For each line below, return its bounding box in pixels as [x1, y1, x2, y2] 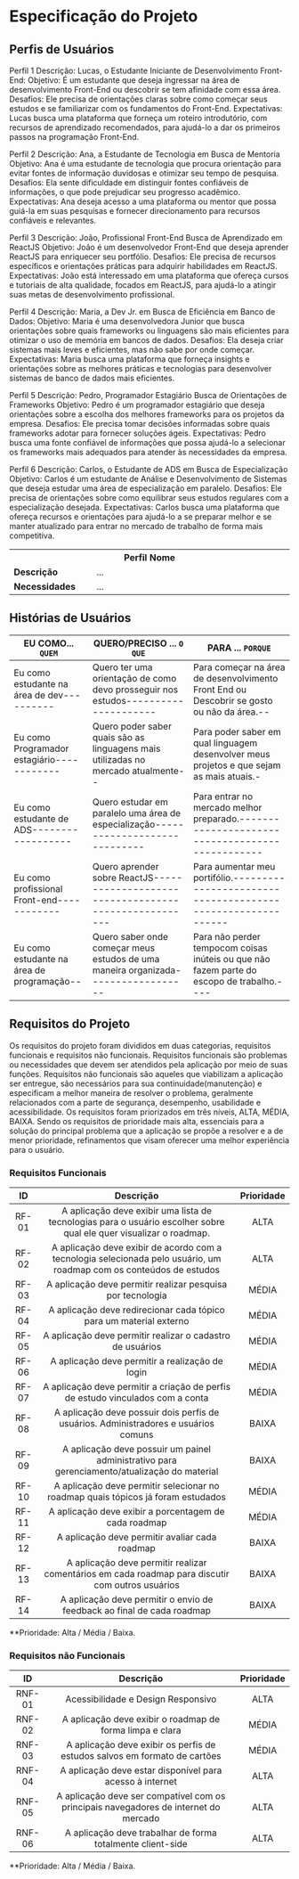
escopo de [192, 975, 238, 987]
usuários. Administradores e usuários [59, 1417, 215, 1429]
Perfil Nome [123, 551, 176, 563]
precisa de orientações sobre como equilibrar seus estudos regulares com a [9, 493, 289, 502]
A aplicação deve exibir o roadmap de [61, 1713, 221, 1726]
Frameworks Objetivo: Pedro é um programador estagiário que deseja [9, 399, 265, 410]
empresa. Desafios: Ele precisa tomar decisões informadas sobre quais [9, 419, 271, 429]
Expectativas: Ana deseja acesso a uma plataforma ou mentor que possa [9, 196, 277, 207]
